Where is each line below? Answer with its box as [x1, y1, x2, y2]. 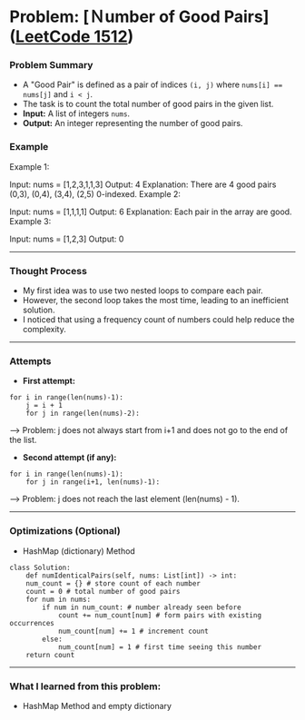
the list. [9, 435, 37, 446]
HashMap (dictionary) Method [22, 545, 136, 557]
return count [25, 650, 75, 659]
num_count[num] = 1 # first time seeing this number [57, 642, 261, 652]
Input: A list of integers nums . [22, 108, 130, 119]
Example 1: [9, 161, 50, 172]
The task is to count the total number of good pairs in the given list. [22, 99, 274, 110]
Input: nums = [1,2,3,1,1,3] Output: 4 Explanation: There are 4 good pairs [9, 179, 277, 190]
